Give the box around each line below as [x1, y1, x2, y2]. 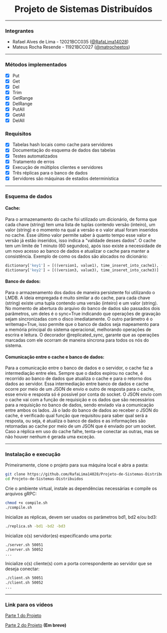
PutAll [12, 106, 25, 112]
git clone [5, 472, 26, 477]
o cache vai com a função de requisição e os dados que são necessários [5, 397, 155, 403]
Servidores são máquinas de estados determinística [12, 175, 119, 181]
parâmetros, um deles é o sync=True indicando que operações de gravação [5, 311, 161, 316]
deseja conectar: [5, 566, 40, 572]
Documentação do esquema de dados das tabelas [12, 147, 116, 153]
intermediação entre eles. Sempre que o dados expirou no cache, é [5, 370, 143, 376]
